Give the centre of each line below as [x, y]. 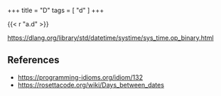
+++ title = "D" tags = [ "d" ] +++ [56, 10]
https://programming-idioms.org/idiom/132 [80, 77]
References [33, 60]
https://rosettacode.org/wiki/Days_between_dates [91, 85]
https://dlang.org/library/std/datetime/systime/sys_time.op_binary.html [111, 38]
